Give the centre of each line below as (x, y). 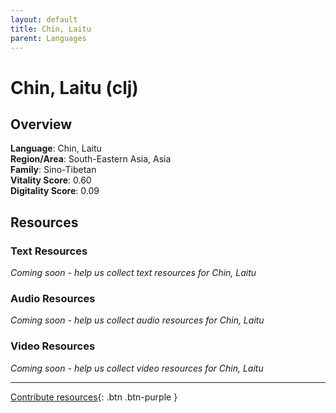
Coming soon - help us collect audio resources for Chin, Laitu (137, 320)
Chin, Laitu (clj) (74, 87)
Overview (41, 124)
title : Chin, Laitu (51, 29)
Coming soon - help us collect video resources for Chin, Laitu (137, 368)
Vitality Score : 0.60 (51, 180)
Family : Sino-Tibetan (53, 170)
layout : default (44, 19)
